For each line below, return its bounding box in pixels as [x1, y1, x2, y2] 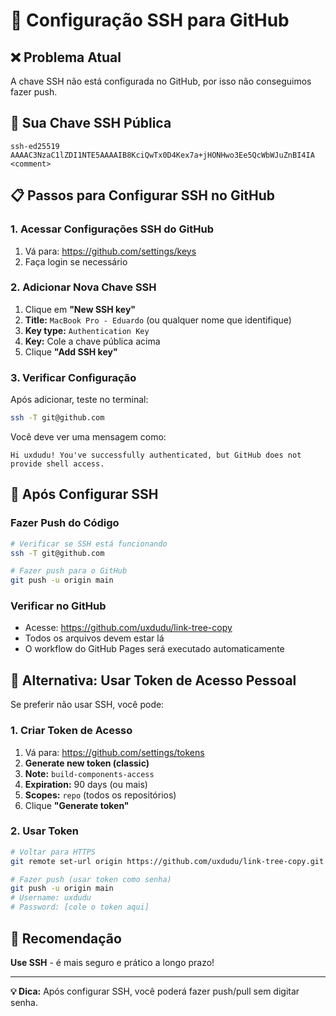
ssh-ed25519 [10, 141, 60, 151]
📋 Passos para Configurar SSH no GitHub [10, 187, 276, 204]
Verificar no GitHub [10, 599, 107, 613]
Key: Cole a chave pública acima [24, 335, 161, 347]
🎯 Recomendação [10, 930, 122, 947]
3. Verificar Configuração [10, 370, 137, 384]
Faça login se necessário [24, 255, 128, 268]
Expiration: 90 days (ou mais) [24, 778, 148, 790]
